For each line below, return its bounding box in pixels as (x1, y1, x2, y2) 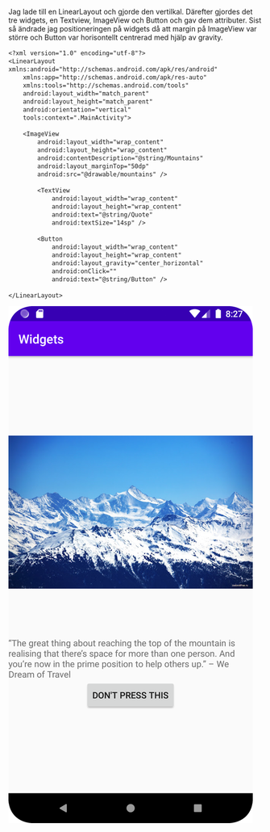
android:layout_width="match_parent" (23, 90, 150, 98)
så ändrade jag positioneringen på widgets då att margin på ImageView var (8, 24, 257, 33)
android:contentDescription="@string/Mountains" (37, 154, 204, 162)
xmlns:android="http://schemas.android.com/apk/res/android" (8, 65, 218, 74)
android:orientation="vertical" (23, 106, 131, 114)
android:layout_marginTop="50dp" (37, 162, 150, 170)
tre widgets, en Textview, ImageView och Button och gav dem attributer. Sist (8, 15, 262, 25)
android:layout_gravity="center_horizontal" (51, 259, 204, 267)
